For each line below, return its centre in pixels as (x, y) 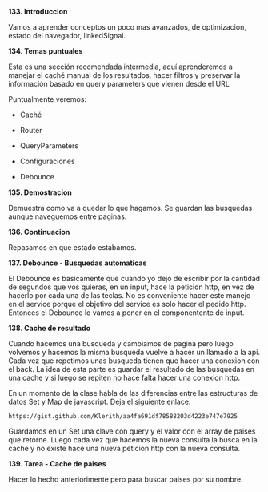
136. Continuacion (39, 232)
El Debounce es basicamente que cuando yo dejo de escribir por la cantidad (134, 278)
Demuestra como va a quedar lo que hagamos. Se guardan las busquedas (130, 208)
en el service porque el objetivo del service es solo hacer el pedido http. (127, 304)
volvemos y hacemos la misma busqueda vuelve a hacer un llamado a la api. (134, 352)
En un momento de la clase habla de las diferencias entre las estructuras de (133, 393)
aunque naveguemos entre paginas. (68, 216)
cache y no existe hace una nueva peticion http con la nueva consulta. (124, 448)
